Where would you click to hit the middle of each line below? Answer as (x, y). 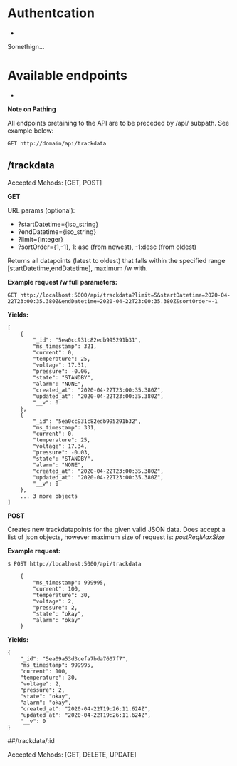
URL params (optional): (41, 210)
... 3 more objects (49, 496)
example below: (31, 131)
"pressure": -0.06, (62, 371)
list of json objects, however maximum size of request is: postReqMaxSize (116, 537)
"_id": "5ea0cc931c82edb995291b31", (87, 340)
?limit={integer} (41, 239)
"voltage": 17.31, (60, 365)
